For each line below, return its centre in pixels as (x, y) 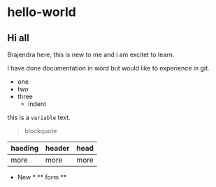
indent (37, 104)
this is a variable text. (39, 117)
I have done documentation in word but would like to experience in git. (108, 68)
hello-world (42, 12)
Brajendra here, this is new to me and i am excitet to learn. (91, 54)
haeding (25, 148)
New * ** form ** (42, 177)
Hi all (18, 38)
